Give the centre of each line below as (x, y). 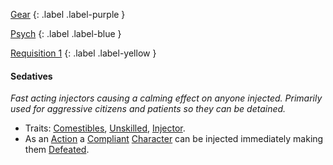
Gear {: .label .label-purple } (68, 14)
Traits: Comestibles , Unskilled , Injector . (105, 128)
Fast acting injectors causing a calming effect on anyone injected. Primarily (166, 98)
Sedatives (31, 76)
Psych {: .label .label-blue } (66, 33)
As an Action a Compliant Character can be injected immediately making (174, 139)
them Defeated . (57, 150)
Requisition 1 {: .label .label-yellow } (83, 53)
